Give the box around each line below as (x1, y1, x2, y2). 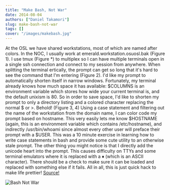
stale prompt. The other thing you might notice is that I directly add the (5, 143, 154, 148)
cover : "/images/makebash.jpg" (5, 31, 72, 36)
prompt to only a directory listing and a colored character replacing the (5, 99, 154, 105)
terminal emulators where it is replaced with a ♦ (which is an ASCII (5, 153, 144, 159)
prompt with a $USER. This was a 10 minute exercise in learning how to (5, 132, 154, 138)
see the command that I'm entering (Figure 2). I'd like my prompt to (5, 72, 146, 78)
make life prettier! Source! (5, 170, 60, 176)
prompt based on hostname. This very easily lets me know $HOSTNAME (5, 116, 158, 121)
